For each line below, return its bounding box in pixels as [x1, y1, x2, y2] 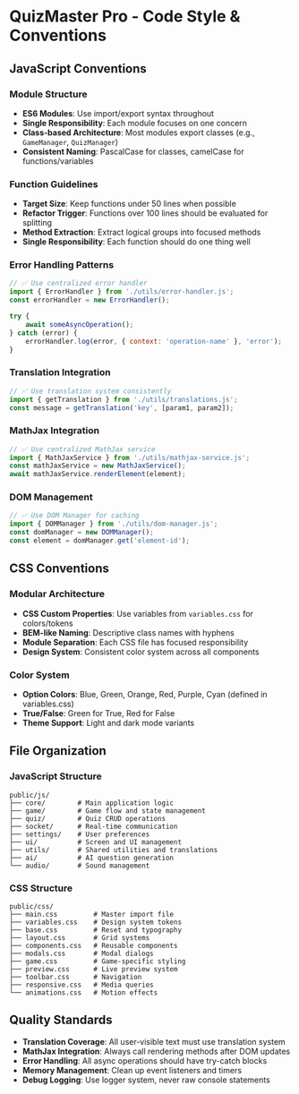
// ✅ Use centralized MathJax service [9, 445, 156, 454]
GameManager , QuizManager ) [21, 136, 119, 147]
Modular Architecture [9, 588, 106, 601]
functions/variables [21, 155, 94, 167]
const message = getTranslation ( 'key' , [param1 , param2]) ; [9, 403, 235, 413]
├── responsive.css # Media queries [9, 980, 154, 989]
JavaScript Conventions [9, 61, 148, 76]
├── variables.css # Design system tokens [9, 918, 182, 927]
